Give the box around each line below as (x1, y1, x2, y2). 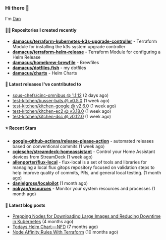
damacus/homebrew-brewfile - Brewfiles (12, 59, 99, 65)
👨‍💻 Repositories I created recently (5, 27, 77, 33)
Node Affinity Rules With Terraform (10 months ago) (12, 229, 118, 235)
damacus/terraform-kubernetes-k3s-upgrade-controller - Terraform (12, 38, 157, 44)
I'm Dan (5, 16, 21, 22)
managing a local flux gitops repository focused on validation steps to (12, 164, 155, 170)
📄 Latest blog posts (5, 202, 46, 208)
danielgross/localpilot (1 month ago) (12, 180, 88, 186)
